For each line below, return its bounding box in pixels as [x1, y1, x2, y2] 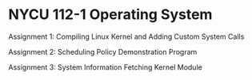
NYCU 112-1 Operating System [8, 6, 213, 24]
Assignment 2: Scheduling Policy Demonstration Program [8, 47, 198, 56]
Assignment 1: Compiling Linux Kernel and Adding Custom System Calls [8, 32, 245, 41]
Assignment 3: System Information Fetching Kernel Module [8, 62, 202, 72]
